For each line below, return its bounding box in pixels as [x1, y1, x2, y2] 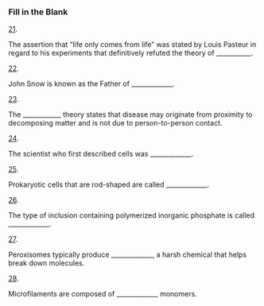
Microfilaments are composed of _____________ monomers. [8, 289, 197, 299]
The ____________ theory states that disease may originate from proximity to [8, 110, 253, 119]
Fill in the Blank [8, 6, 68, 17]
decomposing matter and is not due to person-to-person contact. [8, 118, 223, 128]
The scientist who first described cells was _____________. [8, 149, 194, 159]
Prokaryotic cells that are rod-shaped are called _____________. [8, 180, 210, 189]
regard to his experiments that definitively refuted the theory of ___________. [8, 48, 254, 58]
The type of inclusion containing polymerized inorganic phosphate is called [8, 211, 255, 220]
